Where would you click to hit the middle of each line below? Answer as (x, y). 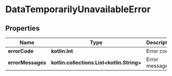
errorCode (21, 51)
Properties (23, 28)
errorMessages (27, 62)
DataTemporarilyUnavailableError (78, 9)
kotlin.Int (62, 51)
